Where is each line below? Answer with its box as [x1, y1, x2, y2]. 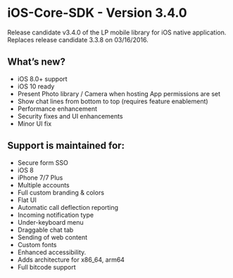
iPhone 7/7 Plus [17, 173, 63, 182]
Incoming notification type [17, 211, 94, 219]
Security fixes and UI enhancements [17, 112, 123, 120]
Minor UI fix [17, 119, 52, 128]
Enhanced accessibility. [17, 248, 87, 256]
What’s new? [7, 56, 65, 68]
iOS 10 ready [17, 82, 55, 91]
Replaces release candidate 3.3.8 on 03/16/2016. [7, 35, 149, 44]
